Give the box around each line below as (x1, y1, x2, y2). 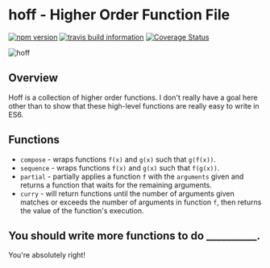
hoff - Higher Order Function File (8, 6, 231, 24)
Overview (8, 71, 59, 85)
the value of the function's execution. (19, 205, 144, 215)
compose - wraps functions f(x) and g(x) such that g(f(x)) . (19, 155, 216, 164)
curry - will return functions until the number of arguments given (19, 188, 235, 198)
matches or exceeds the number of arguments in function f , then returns (19, 197, 262, 207)
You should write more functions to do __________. (8, 229, 260, 242)
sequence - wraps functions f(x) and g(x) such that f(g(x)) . (19, 163, 220, 172)
